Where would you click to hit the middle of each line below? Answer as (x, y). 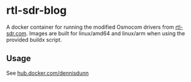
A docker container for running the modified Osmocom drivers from (90, 27)
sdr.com (17, 33)
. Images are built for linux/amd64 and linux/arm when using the (106, 33)
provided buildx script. (34, 40)
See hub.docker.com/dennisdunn (48, 73)
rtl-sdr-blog (36, 10)
